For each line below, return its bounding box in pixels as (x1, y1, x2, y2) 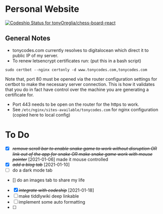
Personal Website (5, 3, 79, 15)
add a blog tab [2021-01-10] (12, 162, 70, 168)
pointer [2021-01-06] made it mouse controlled (12, 156, 109, 162)
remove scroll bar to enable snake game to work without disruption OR (12, 145, 157, 151)
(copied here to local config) (12, 112, 71, 118)
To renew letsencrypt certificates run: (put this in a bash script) (12, 58, 142, 64)
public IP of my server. (12, 52, 58, 58)
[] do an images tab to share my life (12, 177, 85, 183)
